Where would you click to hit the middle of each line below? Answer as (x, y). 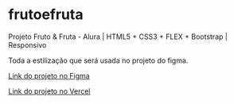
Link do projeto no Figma (49, 75)
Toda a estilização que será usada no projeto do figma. (98, 60)
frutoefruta (46, 15)
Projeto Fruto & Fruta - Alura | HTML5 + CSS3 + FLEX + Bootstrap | (118, 37)
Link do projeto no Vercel (49, 91)
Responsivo (27, 44)
